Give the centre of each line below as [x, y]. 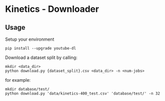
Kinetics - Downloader [52, 9]
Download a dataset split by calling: [41, 57]
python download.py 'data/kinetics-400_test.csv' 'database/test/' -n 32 [83, 94]
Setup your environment [30, 39]
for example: [18, 80]
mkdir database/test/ [27, 89]
